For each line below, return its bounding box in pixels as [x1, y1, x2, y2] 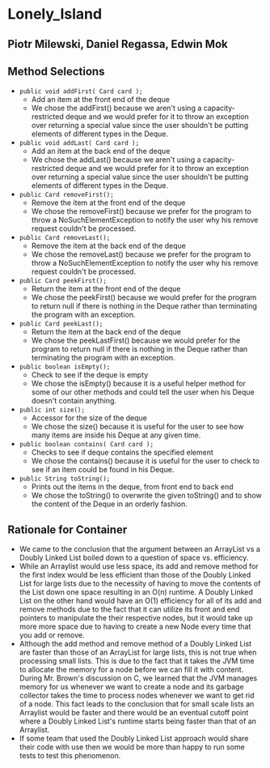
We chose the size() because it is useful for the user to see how [31, 422, 244, 432]
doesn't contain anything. [31, 396, 117, 406]
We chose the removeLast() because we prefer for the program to [31, 250, 251, 259]
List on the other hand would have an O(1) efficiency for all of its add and [19, 596, 262, 606]
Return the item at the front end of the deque [31, 284, 181, 294]
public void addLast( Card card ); [19, 139, 140, 147]
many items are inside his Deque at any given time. [31, 430, 201, 440]
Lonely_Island [7, 5, 103, 23]
